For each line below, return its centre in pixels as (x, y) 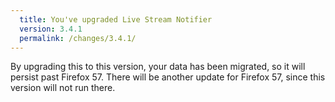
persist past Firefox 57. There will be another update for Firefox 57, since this (168, 77)
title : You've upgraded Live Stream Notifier (116, 19)
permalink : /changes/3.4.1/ (78, 38)
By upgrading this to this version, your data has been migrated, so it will (158, 67)
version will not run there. (63, 88)
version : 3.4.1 (51, 29)
